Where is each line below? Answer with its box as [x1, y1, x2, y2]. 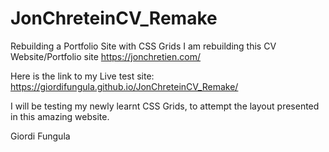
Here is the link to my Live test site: [10, 70, 155, 82]
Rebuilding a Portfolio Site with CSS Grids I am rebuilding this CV [10, 40, 277, 52]
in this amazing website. [10, 110, 110, 122]
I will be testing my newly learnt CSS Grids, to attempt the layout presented [10, 100, 320, 112]
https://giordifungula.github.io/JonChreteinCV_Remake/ [10, 80, 239, 92]
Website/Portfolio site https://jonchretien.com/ [10, 50, 202, 62]
